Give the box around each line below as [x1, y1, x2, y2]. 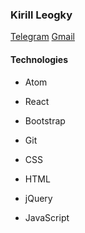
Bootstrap [24, 114, 66, 127]
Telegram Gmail [10, 31, 75, 43]
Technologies [10, 53, 69, 65]
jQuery [24, 192, 53, 204]
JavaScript [24, 211, 70, 223]
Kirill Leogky [10, 8, 73, 22]
